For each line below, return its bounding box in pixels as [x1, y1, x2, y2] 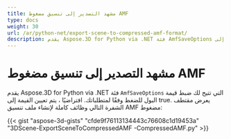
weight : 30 [7, 23, 39, 30]
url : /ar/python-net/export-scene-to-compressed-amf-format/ [7, 29, 188, 37]
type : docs [7, 17, 39, 24]
